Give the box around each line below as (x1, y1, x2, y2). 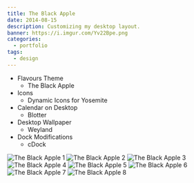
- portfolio (13, 42, 48, 49)
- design (13, 55, 39, 62)
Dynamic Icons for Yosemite (27, 96, 108, 104)
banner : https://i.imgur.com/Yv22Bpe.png (7, 29, 128, 37)
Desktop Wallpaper (17, 118, 72, 126)
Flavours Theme (17, 74, 64, 82)
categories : (7, 36, 41, 43)
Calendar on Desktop (17, 103, 78, 111)
